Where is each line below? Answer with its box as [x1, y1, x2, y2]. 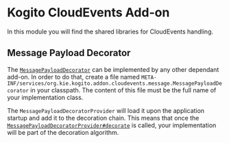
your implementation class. [7, 93, 84, 101]
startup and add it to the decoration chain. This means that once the [7, 114, 200, 122]
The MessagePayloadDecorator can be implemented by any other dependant [7, 65, 219, 73]
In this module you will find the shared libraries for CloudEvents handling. [7, 27, 214, 36]
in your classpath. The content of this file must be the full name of [30, 86, 217, 94]
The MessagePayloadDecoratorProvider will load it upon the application [7, 106, 204, 114]
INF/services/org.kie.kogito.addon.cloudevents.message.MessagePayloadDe [7, 80, 223, 87]
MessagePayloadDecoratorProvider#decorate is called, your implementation [7, 121, 217, 129]
